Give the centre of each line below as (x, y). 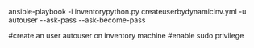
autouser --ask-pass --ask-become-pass (77, 20)
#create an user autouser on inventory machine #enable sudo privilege (126, 36)
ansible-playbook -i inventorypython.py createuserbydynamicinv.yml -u (127, 12)
